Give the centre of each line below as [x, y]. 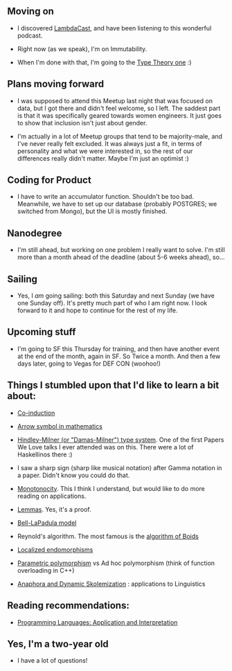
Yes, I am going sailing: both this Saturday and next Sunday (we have [116, 296]
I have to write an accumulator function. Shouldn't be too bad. [105, 197]
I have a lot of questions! [52, 661]
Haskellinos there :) [45, 454]
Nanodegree [35, 233]
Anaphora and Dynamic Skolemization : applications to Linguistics [111, 584]
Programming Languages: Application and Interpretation [97, 622]
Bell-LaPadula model [47, 523]
